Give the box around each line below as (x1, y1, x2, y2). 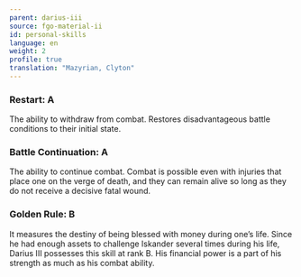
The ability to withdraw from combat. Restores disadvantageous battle (9, 114, 270, 125)
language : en (9, 38, 59, 48)
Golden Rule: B (9, 208, 76, 221)
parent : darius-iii (9, 13, 83, 23)
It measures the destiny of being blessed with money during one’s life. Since (9, 228, 293, 239)
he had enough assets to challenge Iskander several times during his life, (9, 238, 280, 249)
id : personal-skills (9, 30, 87, 39)
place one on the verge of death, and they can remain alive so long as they (9, 176, 287, 187)
